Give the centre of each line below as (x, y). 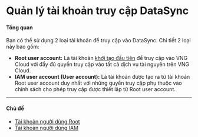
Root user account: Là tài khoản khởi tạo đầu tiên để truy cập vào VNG (101, 58)
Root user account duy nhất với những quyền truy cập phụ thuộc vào (98, 83)
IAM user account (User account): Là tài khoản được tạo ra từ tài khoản (102, 77)
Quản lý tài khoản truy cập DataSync (98, 11)
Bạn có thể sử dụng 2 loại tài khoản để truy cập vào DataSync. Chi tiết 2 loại (98, 41)
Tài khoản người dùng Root (47, 121)
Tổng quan (20, 27)
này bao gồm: (23, 47)
